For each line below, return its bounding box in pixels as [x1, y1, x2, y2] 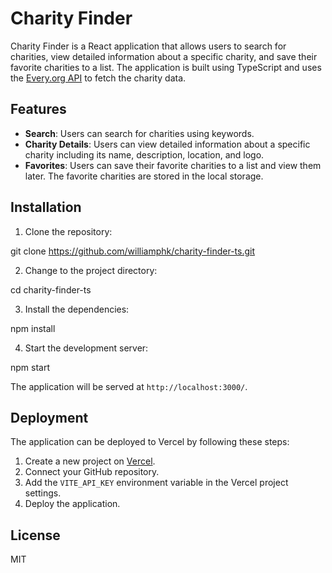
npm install [10, 322, 56, 334]
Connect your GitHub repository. [24, 466, 160, 478]
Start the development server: [24, 342, 149, 354]
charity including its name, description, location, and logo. [24, 148, 265, 161]
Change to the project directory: [24, 264, 158, 276]
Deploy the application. [24, 498, 121, 510]
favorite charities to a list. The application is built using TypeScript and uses [10, 61, 322, 73]
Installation [10, 199, 82, 216]
